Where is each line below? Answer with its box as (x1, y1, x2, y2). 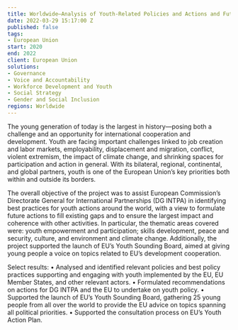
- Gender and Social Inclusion (7, 97, 100, 104)
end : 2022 (7, 50, 37, 57)
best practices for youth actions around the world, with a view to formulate (7, 204, 225, 212)
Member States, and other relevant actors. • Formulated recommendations (7, 277, 225, 286)
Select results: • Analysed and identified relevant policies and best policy (7, 263, 221, 271)
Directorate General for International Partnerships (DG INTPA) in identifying (7, 196, 227, 204)
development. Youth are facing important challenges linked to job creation (7, 137, 223, 145)
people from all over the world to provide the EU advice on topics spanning (7, 300, 227, 309)
